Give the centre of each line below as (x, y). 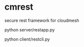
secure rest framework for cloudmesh (42, 20)
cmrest (19, 7)
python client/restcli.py (27, 39)
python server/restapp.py (30, 30)
